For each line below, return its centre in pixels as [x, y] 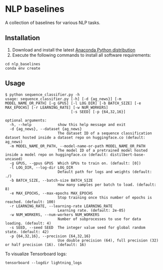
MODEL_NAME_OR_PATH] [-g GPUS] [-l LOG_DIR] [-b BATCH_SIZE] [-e [73, 103]
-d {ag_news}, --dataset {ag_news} [46, 129]
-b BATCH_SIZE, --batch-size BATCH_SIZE [51, 180]
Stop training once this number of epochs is [105, 197]
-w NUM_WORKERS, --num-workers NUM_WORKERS [54, 215]
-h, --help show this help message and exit [68, 124]
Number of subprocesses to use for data [99, 219]
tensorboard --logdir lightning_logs [44, 263]
